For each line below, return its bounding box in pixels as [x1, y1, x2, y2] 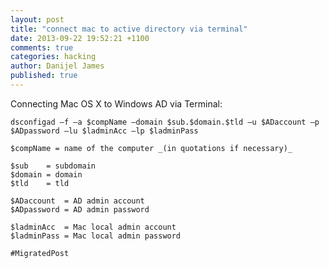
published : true [10, 71, 78, 81]
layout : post [10, 14, 65, 25]
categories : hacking [10, 52, 97, 62]
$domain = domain [10, 169, 83, 180]
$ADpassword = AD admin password [10, 204, 150, 215]
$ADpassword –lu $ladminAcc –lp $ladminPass [10, 126, 199, 136]
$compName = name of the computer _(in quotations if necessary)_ [10, 143, 293, 153]
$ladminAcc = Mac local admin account [10, 222, 177, 232]
